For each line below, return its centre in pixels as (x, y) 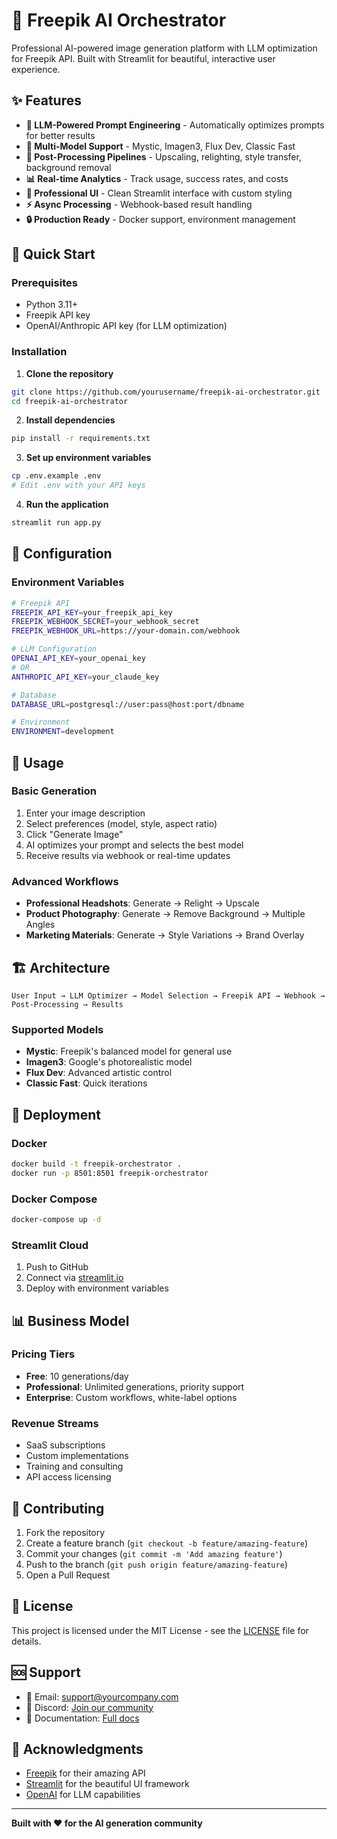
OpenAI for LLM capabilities (83, 1795)
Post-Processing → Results (67, 1004)
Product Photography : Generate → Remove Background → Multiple (165, 914)
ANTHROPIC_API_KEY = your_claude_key (85, 677)
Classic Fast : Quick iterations (86, 1083)
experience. (36, 69)
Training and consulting (74, 1466)
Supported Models (57, 1029)
